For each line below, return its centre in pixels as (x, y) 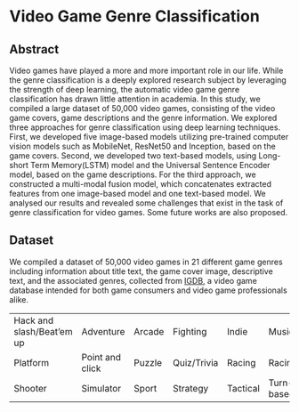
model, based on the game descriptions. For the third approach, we (133, 174)
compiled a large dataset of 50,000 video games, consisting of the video (142, 108)
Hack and (34, 320)
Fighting (190, 331)
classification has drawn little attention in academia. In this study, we (135, 99)
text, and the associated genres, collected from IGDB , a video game (133, 280)
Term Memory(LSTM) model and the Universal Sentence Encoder (150, 165)
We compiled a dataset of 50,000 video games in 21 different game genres (146, 262)
